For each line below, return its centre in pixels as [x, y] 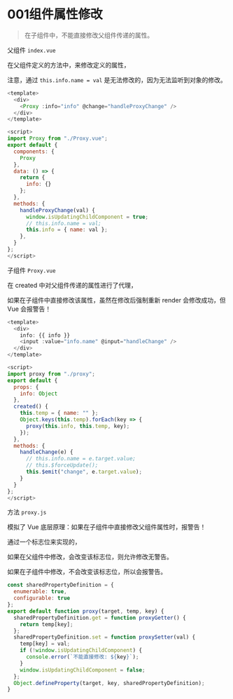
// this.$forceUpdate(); [62, 465]
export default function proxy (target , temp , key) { [86, 611]
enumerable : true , [41, 592]
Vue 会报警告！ [29, 309]
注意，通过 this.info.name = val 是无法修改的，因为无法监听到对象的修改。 [117, 80]
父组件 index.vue [31, 50]
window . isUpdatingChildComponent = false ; [83, 670]
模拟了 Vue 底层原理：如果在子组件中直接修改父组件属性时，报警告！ [107, 527]
